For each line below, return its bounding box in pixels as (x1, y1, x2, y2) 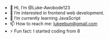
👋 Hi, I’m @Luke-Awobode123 (9, 5, 70, 10)
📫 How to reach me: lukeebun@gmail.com (9, 21, 98, 27)
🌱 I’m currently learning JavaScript (9, 15, 81, 21)
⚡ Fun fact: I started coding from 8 (9, 28, 80, 34)
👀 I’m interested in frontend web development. (9, 10, 105, 16)
